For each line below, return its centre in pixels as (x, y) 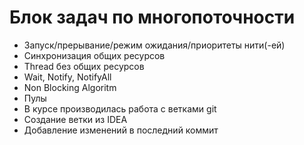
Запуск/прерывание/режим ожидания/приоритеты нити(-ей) (154, 45)
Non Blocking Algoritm (70, 87)
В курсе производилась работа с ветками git (120, 108)
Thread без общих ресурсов (84, 66)
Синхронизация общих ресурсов (94, 55)
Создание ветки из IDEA (75, 119)
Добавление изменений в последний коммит (121, 130)
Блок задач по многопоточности (152, 17)
